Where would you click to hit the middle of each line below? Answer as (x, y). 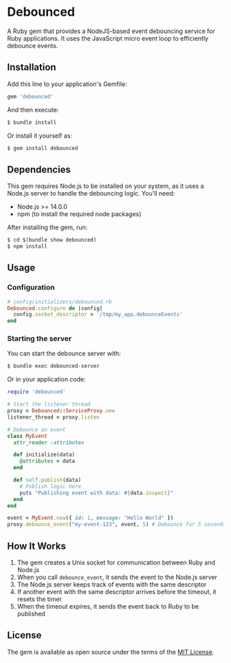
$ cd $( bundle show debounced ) (52, 240)
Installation (32, 67)
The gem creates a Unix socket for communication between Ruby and (116, 562)
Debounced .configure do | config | (55, 308)
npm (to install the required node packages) (79, 214)
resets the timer (39, 599)
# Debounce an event (37, 430)
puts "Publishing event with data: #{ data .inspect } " (97, 493)
